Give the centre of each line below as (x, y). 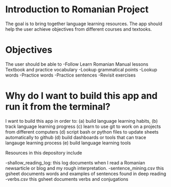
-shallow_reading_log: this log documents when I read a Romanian (75, 162)
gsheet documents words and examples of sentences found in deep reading (86, 174)
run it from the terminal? (58, 107)
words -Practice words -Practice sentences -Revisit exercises (70, 75)
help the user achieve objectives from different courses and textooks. (79, 29)
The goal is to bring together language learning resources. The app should (84, 24)
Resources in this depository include (44, 153)
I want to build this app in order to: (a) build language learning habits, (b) (82, 121)
